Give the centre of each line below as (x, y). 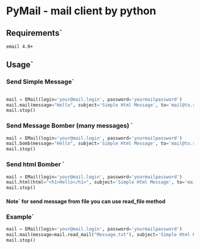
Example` (20, 217)
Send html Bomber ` (35, 164)
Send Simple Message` (40, 82)
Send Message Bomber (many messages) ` (70, 126)
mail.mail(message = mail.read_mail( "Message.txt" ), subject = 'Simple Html (98, 234)
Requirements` (34, 33)
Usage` (20, 65)
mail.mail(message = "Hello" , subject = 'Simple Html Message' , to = (87, 105)
